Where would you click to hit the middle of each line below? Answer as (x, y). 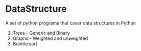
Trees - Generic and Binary (41, 33)
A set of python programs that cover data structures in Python (71, 23)
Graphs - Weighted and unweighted (50, 38)
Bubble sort (25, 43)
